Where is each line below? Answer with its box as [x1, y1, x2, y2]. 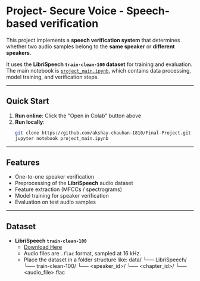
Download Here [23, 243, 62, 251]
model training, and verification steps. [6, 73, 99, 80]
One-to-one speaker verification [14, 173, 95, 180]
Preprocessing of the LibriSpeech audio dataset [14, 180, 133, 187]
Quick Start [6, 96, 49, 107]
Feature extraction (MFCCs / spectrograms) [14, 186, 123, 193]
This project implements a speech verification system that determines [6, 36, 180, 43]
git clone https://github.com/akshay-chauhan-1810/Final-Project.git [14, 130, 192, 136]
